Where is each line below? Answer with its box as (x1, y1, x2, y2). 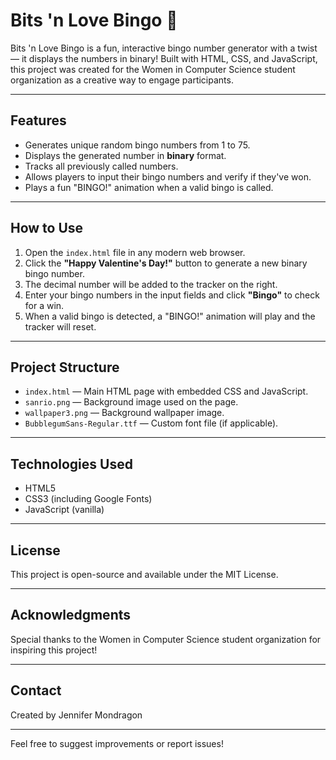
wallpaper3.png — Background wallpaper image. (24, 407, 225, 419)
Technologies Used (10, 455, 133, 473)
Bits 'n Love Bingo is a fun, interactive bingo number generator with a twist (10, 42, 318, 54)
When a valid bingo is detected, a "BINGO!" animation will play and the (24, 310, 316, 322)
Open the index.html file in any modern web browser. (24, 246, 246, 258)
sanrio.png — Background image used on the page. (24, 396, 239, 408)
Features (10, 112, 67, 129)
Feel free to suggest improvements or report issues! (10, 737, 224, 749)
